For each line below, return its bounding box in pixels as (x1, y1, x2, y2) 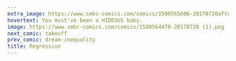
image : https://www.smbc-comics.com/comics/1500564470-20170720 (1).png (7, 23, 225, 30)
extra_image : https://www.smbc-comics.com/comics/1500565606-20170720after (7, 10, 234, 18)
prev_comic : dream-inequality (7, 36, 96, 43)
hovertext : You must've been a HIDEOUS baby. (7, 17, 143, 24)
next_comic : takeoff (7, 29, 68, 37)
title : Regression (7, 43, 61, 50)
